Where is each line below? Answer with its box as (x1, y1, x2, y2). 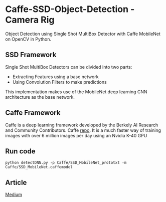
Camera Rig (5, 14, 55, 26)
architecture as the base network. (5, 94, 75, 100)
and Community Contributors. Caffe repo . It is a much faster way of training (5, 127, 161, 133)
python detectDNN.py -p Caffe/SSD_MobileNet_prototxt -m (5, 160, 127, 165)
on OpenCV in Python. (5, 36, 52, 42)
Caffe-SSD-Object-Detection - (5, 4, 135, 15)
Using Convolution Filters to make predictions (12, 79, 107, 85)
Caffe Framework (5, 109, 61, 117)
